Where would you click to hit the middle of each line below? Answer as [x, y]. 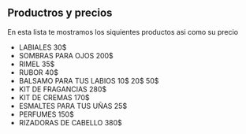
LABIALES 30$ [43, 47]
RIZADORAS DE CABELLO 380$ [71, 122]
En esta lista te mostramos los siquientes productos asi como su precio [123, 32]
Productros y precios [60, 13]
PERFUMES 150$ [46, 114]
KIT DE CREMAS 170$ [54, 97]
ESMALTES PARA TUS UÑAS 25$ [73, 106]
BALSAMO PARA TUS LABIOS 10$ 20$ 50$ [89, 80]
